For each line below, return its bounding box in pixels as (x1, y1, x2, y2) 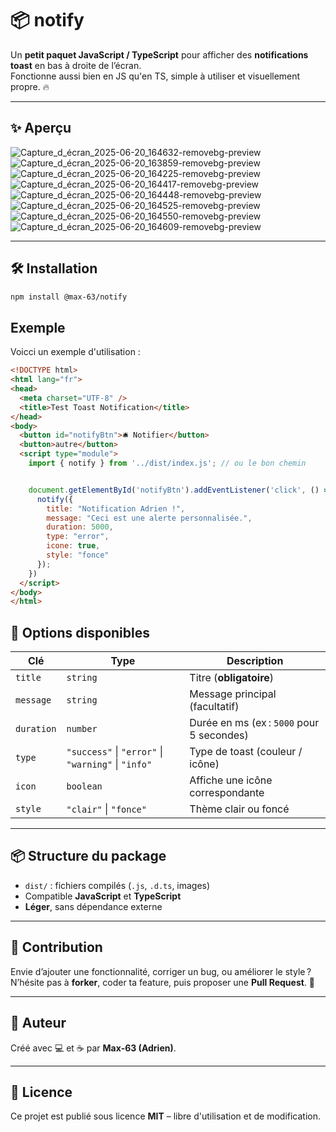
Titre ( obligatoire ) (189, 671, 275, 685)
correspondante (189, 786, 265, 800)
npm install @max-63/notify (10, 292, 128, 302)
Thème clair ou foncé (189, 802, 290, 816)
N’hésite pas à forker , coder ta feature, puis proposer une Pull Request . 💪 (10, 976, 316, 988)
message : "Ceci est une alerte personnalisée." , (46, 513, 253, 523)
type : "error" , (46, 532, 110, 542)
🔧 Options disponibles (10, 624, 151, 641)
